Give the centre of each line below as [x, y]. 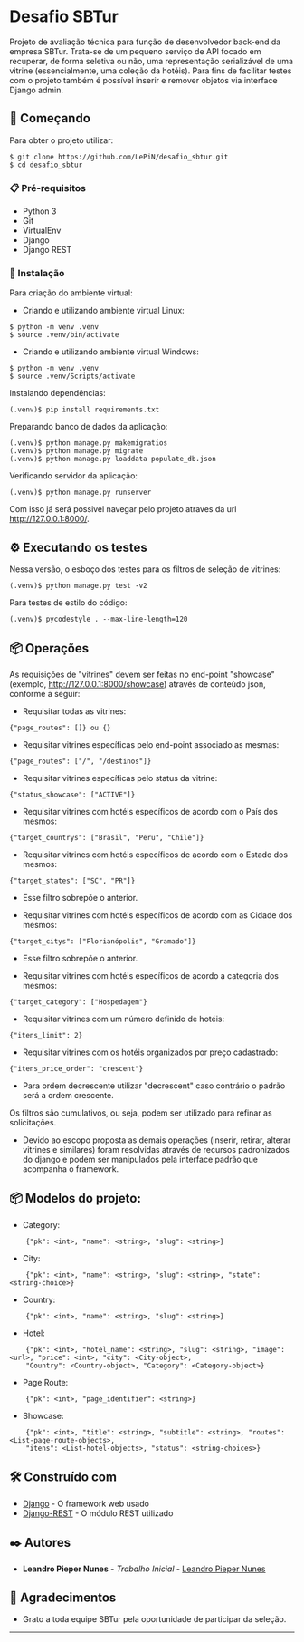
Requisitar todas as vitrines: [74, 711]
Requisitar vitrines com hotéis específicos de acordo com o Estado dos [155, 855]
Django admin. [36, 90]
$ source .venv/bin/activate [64, 335]
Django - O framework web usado [85, 1503]
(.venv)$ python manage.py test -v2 [78, 586]
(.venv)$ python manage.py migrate [76, 451]
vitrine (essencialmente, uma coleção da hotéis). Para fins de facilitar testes [151, 71]
